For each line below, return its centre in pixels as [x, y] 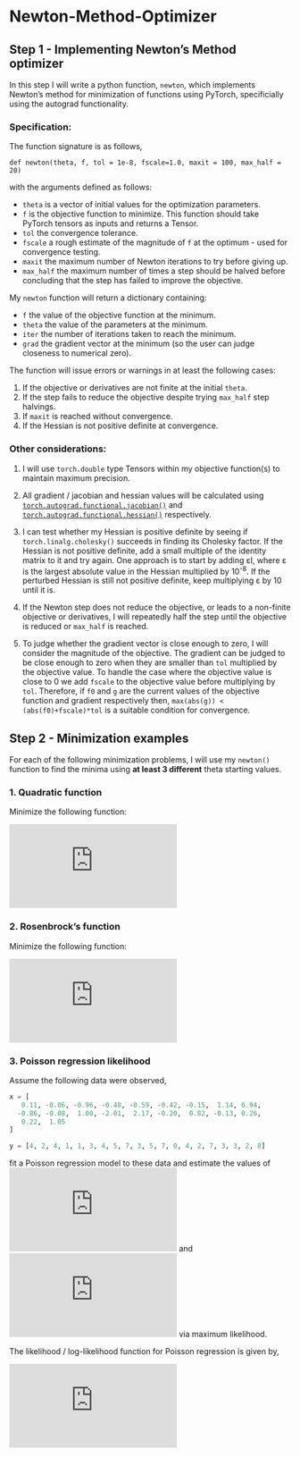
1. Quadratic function [56, 792]
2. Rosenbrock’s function [65, 927]
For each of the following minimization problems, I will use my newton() [140, 760]
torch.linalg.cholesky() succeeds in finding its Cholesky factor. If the [152, 541]
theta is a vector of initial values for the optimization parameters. [141, 205]
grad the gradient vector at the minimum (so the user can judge [138, 344]
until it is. [39, 590]
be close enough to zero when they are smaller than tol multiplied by [150, 662]
